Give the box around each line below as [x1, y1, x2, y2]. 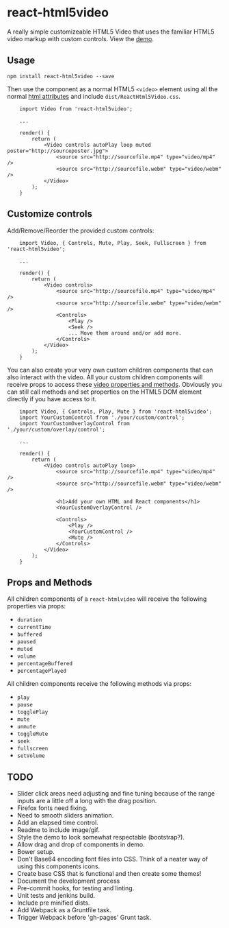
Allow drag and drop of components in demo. [16, 840, 145, 848]
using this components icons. [16, 862, 100, 870]
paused [16, 639, 36, 645]
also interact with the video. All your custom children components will [7, 372, 203, 381]
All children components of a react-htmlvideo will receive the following [7, 595, 207, 603]
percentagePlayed [16, 667, 67, 675]
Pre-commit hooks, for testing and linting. [16, 884, 135, 892]
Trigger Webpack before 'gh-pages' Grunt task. [16, 914, 152, 922]
